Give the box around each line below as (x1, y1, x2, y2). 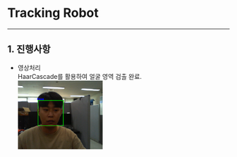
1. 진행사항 (7, 44, 51, 56)
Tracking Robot (7, 5, 99, 21)
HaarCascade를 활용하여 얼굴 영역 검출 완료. (17, 72, 142, 80)
